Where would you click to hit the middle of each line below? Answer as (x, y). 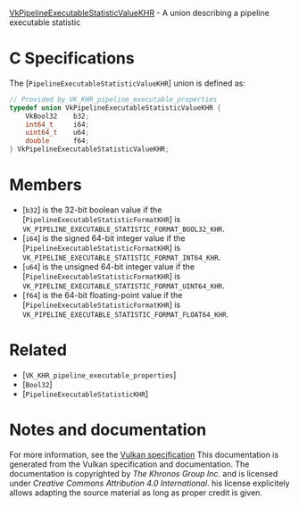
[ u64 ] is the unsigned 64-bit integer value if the (108, 266)
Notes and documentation (108, 430)
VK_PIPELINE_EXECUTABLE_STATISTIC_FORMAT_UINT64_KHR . (123, 286)
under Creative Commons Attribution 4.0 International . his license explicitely (149, 483)
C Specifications (72, 58)
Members (46, 185)
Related (38, 350)
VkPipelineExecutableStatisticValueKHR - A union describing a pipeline (139, 13)
